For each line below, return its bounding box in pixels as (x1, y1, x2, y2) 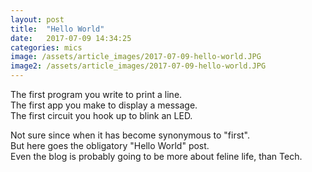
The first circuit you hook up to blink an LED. (10, 110, 193, 121)
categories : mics (10, 42, 83, 53)
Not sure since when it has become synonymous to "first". (10, 129, 251, 141)
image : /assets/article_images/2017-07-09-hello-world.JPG (10, 52, 262, 62)
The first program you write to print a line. (10, 89, 183, 100)
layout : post (10, 14, 65, 25)
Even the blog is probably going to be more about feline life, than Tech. (10, 151, 303, 162)
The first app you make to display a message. (10, 99, 198, 111)
